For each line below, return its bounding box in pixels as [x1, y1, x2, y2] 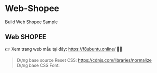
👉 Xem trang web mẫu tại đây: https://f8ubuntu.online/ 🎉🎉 [5, 46, 123, 52]
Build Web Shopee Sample [5, 19, 58, 25]
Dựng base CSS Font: [16, 62, 60, 68]
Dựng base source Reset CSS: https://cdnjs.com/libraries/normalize [16, 57, 152, 63]
